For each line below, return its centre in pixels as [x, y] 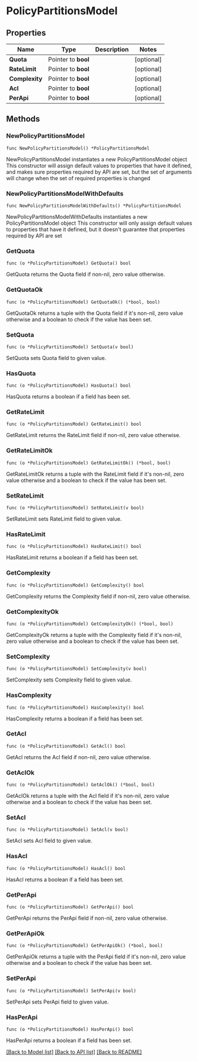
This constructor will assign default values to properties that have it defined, [99, 165]
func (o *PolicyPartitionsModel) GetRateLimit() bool [74, 424]
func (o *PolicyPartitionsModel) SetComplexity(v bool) [76, 669]
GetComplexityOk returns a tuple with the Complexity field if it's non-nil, [94, 635]
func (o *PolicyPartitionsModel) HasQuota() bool [69, 386]
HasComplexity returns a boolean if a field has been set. [75, 718]
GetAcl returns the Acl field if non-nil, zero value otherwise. [79, 757]
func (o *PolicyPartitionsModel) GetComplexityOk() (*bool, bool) [90, 624]
